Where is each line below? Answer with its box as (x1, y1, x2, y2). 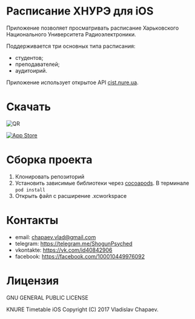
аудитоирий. (15, 67, 47, 74)
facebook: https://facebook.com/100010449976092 (15, 252, 145, 260)
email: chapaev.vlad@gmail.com (15, 233, 96, 240)
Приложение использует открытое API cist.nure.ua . (6, 79, 139, 86)
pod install (15, 186, 45, 193)
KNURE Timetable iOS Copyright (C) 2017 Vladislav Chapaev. (6, 306, 159, 313)
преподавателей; (15, 61, 60, 68)
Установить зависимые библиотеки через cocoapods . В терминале (15, 179, 190, 186)
